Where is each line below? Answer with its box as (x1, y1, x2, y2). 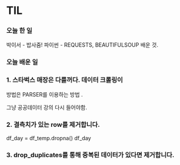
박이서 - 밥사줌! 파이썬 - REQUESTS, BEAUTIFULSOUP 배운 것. (6, 41, 159, 49)
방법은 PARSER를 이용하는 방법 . (6, 90, 83, 98)
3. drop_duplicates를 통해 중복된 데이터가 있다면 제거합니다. (6, 150, 175, 159)
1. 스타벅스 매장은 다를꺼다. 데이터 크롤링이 (6, 76, 123, 84)
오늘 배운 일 (6, 58, 38, 67)
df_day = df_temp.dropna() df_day (6, 135, 92, 141)
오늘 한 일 (6, 27, 32, 35)
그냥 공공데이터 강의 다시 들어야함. (6, 104, 87, 111)
